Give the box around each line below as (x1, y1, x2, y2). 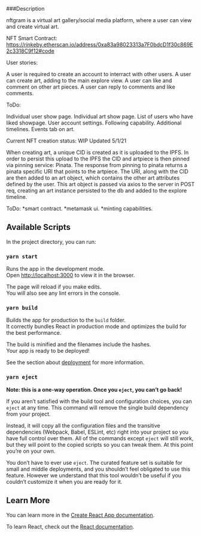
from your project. (6, 410, 51, 417)
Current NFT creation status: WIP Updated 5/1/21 (6, 137, 127, 144)
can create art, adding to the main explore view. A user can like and (6, 77, 172, 84)
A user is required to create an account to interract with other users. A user (6, 71, 191, 77)
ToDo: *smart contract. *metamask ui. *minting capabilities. (6, 205, 153, 212)
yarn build (6, 305, 38, 311)
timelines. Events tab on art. (6, 126, 75, 132)
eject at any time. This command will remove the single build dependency (6, 404, 189, 411)
